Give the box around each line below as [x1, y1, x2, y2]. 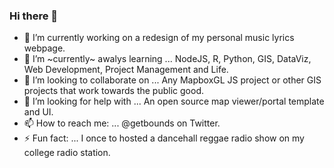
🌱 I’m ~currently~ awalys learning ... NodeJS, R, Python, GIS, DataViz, [23, 53, 312, 65]
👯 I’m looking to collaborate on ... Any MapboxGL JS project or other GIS [23, 74, 322, 86]
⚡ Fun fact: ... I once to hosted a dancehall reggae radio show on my [23, 132, 305, 144]
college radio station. [23, 147, 111, 159]
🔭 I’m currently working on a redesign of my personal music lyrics [23, 32, 295, 44]
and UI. [23, 106, 54, 118]
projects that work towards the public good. [23, 85, 204, 97]
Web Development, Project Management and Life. [23, 64, 229, 76]
